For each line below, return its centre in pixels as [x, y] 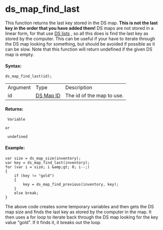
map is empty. [20, 54]
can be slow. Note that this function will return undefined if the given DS [79, 49]
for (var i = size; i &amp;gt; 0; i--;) [48, 167]
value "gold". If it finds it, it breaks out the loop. [53, 222]
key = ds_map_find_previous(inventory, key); [71, 184]
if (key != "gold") [34, 175]
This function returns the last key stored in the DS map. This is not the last [81, 23]
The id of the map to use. [94, 96]
